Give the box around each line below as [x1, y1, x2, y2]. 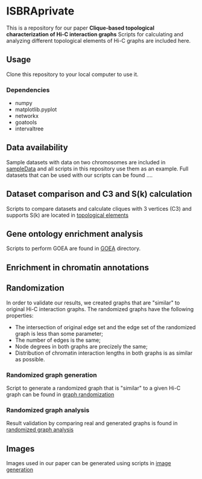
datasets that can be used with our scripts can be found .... [6, 171, 153, 179]
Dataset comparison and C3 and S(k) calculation [6, 189, 192, 199]
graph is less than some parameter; [14, 330, 104, 337]
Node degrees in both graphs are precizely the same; [14, 342, 148, 350]
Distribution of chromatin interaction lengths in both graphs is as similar [14, 349, 193, 356]
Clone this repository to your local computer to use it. [6, 71, 139, 78]
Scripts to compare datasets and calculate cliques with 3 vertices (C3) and [6, 205, 192, 212]
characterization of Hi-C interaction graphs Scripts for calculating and [6, 30, 184, 37]
